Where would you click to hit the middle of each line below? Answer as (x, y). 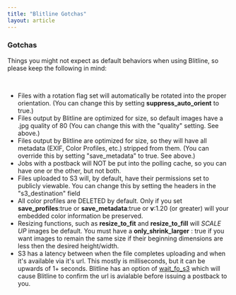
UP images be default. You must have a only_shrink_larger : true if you (121, 231)
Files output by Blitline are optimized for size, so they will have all (112, 140)
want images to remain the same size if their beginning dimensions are (120, 238)
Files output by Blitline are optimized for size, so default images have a (120, 118)
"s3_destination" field (49, 193)
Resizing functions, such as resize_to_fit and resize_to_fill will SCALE (119, 223)
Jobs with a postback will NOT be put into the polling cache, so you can (122, 163)
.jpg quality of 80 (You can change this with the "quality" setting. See (118, 125)
